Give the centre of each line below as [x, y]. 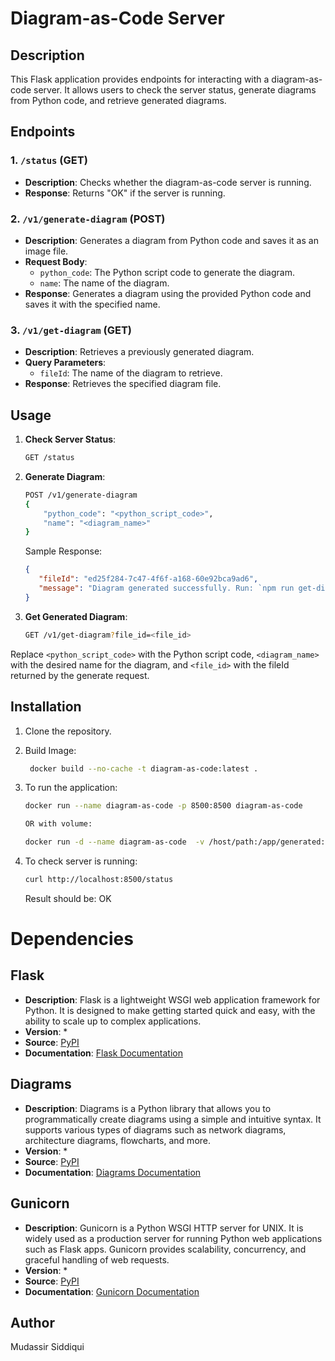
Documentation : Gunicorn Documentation [112, 1291]
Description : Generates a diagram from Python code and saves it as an [171, 240]
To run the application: [71, 788]
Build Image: [50, 750]
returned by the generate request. [80, 675]
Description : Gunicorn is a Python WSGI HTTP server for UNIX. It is [164, 1228]
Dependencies [72, 939]
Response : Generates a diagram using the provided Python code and [168, 293]
